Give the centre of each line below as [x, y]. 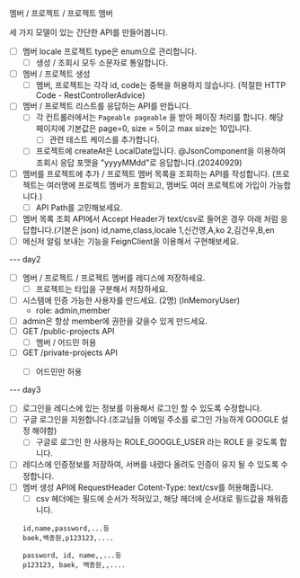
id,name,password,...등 [66, 529]
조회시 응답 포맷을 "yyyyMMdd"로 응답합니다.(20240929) [139, 162]
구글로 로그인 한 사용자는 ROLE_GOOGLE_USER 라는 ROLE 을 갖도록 [157, 442]
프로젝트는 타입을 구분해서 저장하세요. [102, 289]
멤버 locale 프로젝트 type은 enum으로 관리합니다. [110, 51]
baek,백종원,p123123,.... [68, 538]
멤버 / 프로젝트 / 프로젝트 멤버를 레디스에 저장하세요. [114, 278]
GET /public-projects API [68, 331]
